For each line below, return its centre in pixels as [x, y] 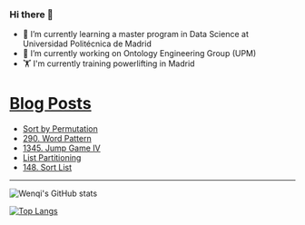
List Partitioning [52, 158]
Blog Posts [51, 104]
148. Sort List [47, 168]
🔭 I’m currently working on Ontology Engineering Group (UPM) [139, 54]
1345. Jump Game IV [62, 148]
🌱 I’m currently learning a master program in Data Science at [136, 34]
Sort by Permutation [60, 129]
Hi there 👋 [32, 15]
